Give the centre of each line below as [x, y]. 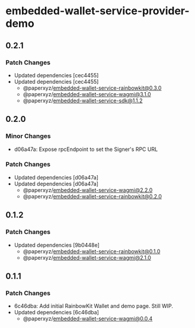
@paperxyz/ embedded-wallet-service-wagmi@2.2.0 [88, 190]
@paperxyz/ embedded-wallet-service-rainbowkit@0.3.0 [92, 88]
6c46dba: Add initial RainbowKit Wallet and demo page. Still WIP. [93, 306]
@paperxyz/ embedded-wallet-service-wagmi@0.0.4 [88, 318]
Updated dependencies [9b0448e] [57, 245]
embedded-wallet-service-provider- [98, 11]
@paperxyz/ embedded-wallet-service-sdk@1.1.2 [83, 100]
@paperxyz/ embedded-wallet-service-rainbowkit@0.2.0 [92, 196]
